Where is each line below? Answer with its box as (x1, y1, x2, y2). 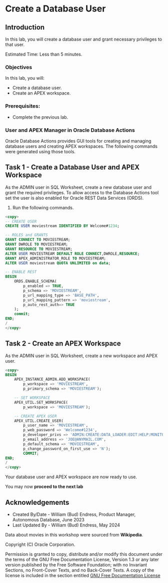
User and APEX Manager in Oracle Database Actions (5, 126, 135, 133)
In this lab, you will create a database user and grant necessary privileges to (5, 36, 162, 42)
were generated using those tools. (5, 148, 76, 154)
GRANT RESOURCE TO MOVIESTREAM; (5, 246, 72, 251)
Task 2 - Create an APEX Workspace (5, 339, 121, 348)
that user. (5, 42, 25, 48)
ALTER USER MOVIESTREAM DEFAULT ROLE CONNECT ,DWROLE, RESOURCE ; (5, 251, 140, 256)
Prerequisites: (5, 103, 40, 110)
